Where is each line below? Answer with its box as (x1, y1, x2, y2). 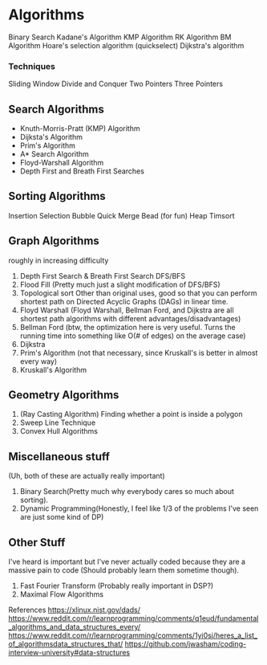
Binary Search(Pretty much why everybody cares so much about (19, 487, 234, 496)
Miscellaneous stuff (8, 450, 111, 463)
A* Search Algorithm (19, 149, 90, 159)
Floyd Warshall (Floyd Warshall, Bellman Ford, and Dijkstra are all (19, 305, 234, 315)
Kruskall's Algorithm (19, 365, 87, 374)
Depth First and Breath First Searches (19, 166, 144, 176)
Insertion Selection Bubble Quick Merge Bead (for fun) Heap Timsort (8, 210, 235, 220)
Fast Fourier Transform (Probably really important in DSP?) (19, 581, 214, 591)
